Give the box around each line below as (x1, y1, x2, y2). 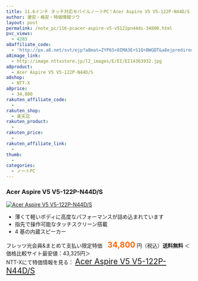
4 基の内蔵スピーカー (14, 228, 67, 235)
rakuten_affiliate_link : (6, 140, 67, 147)
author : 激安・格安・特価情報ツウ (6, 14, 80, 20)
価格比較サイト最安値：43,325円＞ (6, 250, 91, 257)
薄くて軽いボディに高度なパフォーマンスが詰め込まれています (14, 214, 164, 221)
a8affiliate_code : (6, 42, 51, 48)
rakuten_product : (6, 119, 49, 125)
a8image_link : (6, 53, 41, 59)
